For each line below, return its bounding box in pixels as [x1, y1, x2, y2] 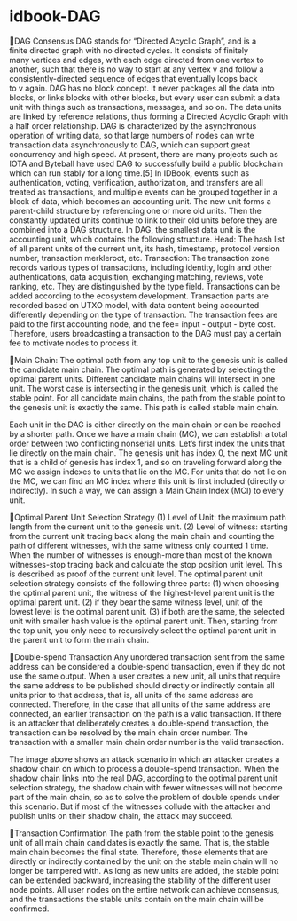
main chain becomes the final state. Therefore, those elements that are [9, 846, 269, 857]
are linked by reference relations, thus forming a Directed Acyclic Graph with [9, 111, 289, 122]
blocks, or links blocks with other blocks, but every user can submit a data [9, 91, 281, 103]
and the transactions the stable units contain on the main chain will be [9, 893, 264, 904]
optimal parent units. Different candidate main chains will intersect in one [9, 373, 276, 384]
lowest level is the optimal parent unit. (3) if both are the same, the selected [9, 606, 285, 616]
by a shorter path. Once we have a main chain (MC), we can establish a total [9, 428, 288, 439]
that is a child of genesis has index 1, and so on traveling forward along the [9, 457, 282, 467]
